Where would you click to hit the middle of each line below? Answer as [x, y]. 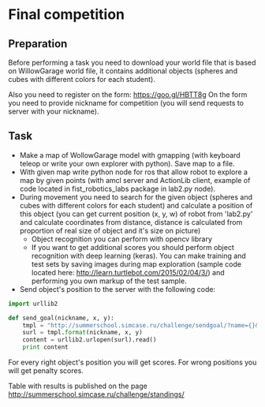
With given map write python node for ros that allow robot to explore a [134, 172]
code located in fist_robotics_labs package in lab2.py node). [117, 189]
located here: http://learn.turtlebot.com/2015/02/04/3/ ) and [128, 272]
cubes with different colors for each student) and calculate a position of [136, 205]
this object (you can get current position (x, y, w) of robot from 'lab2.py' [136, 214]
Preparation [38, 44]
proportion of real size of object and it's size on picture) [110, 230]
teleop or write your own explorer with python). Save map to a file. [127, 163]
